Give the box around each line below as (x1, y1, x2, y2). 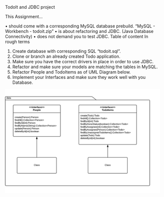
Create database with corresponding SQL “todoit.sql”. (12, 49, 121, 54)
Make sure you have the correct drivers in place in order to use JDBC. (12, 59, 154, 64)
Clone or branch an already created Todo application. (12, 53, 120, 59)
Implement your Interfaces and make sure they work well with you (12, 74, 146, 80)
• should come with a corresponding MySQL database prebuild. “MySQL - (5, 23, 156, 29)
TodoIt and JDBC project (5, 4, 55, 10)
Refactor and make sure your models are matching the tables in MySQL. (12, 64, 158, 70)
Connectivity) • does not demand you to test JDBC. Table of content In (5, 34, 148, 39)
